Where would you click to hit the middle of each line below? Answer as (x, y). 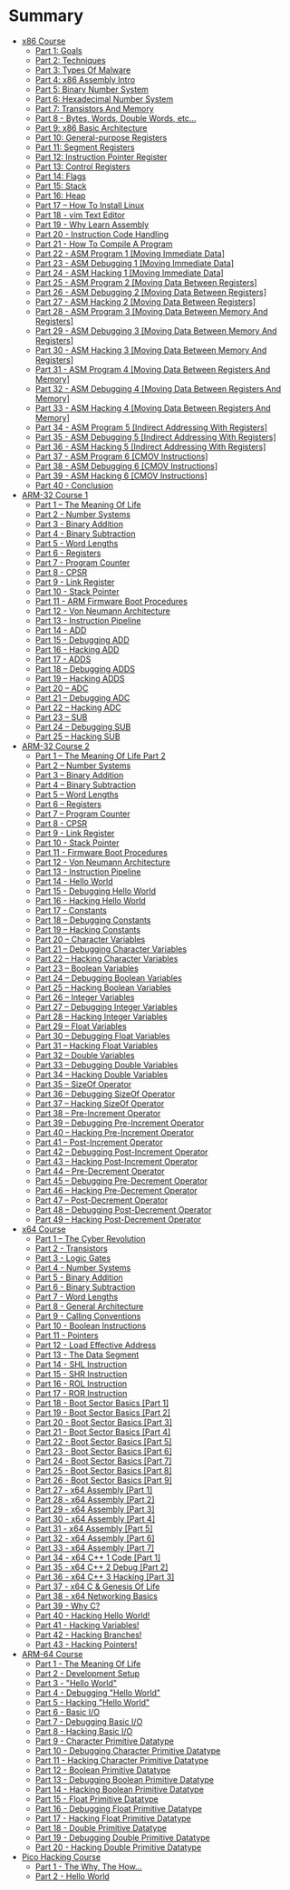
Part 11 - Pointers (67, 1335)
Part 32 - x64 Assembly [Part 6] (95, 1538)
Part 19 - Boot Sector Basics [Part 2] (103, 1412)
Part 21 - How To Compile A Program (104, 244)
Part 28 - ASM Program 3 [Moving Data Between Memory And (151, 311)
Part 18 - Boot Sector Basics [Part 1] (102, 1403)
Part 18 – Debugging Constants (93, 920)
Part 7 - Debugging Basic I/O (89, 1721)
